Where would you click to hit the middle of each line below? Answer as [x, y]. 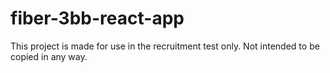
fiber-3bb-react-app [97, 18]
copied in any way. [49, 56]
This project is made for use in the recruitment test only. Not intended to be [165, 46]
